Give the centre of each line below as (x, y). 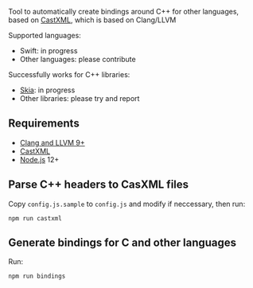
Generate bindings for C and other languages (123, 243)
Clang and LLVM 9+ (52, 142)
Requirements (44, 124)
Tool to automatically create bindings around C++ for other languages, (124, 12)
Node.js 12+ (39, 159)
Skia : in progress (47, 90)
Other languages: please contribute (78, 59)
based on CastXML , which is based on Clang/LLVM (92, 20)
